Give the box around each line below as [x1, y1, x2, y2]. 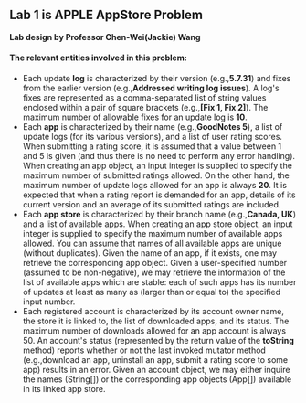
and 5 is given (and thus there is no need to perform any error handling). [22, 151, 295, 162]
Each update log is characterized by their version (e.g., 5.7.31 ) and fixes [22, 73, 291, 84]
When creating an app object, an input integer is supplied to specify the [22, 160, 292, 172]
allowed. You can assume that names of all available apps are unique [22, 238, 282, 249]
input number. [22, 296, 76, 307]
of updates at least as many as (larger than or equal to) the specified [22, 287, 281, 298]
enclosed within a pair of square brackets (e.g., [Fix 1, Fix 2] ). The [22, 102, 269, 113]
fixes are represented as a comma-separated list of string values [22, 92, 267, 103]
